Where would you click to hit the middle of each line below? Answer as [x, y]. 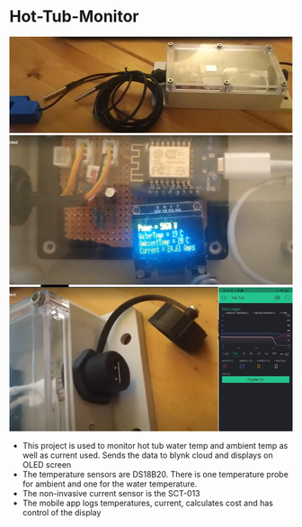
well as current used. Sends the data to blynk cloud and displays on [147, 455]
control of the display [62, 513]
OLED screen [47, 465]
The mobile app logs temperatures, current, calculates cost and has [148, 503]
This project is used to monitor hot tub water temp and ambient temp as [155, 446]
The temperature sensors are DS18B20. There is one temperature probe [155, 475]
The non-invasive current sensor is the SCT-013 [111, 494]
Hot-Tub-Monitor [74, 17]
